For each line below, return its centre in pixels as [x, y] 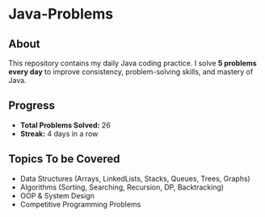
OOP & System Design [57, 195]
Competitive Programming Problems [80, 204]
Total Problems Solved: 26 [65, 125]
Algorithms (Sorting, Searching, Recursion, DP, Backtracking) [122, 187]
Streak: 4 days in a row [59, 133]
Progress [32, 106]
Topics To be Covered [64, 159]
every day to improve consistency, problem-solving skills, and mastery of [131, 72]
